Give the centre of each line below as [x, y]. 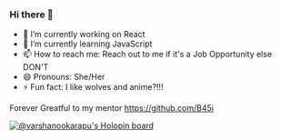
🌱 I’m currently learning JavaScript [87, 44]
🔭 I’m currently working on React [84, 35]
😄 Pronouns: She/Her [64, 77]
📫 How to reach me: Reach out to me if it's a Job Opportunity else [147, 55]
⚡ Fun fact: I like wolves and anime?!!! [93, 87]
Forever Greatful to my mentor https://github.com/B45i [111, 108]
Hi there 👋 [32, 15]
